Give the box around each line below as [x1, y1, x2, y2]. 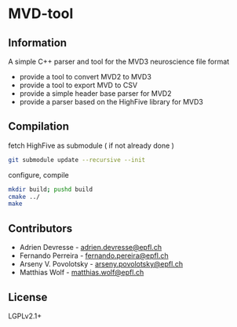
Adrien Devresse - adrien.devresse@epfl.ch [19, 243, 162, 252]
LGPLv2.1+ [8, 311, 42, 321]
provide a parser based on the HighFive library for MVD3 [19, 97, 204, 106]
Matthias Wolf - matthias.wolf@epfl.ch [19, 268, 144, 277]
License [8, 290, 48, 303]
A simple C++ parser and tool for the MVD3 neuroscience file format [8, 57, 230, 66]
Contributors [8, 222, 73, 235]
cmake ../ [8, 193, 41, 200]
